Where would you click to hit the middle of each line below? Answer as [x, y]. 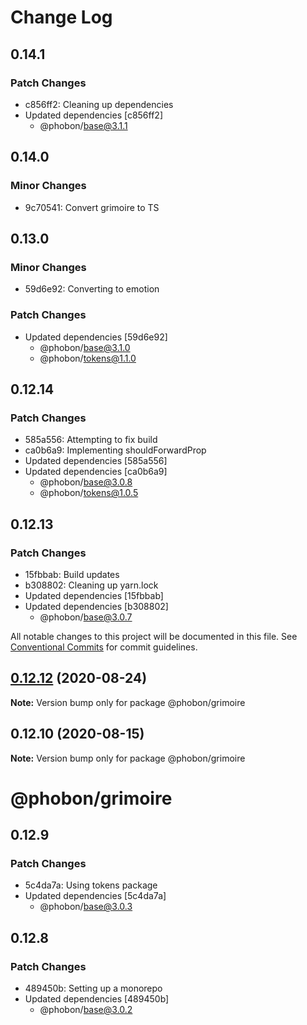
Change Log [61, 17]
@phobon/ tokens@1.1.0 [88, 358]
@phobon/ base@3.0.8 [86, 482]
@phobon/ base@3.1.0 [85, 347]
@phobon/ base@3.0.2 [86, 1010]
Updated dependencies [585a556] [96, 461]
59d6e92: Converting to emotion [92, 289]
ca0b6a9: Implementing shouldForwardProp [115, 450]
